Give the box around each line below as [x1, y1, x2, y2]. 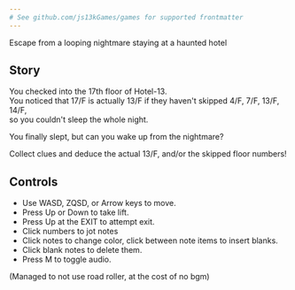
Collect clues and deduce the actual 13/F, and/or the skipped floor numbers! [9, 149, 287, 159]
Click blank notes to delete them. [21, 245, 143, 256]
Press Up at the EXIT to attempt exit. [21, 217, 155, 227]
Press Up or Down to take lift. [21, 207, 129, 217]
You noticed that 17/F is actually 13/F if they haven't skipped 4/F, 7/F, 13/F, [9, 95, 280, 106]
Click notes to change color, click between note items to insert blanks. [21, 235, 279, 246]
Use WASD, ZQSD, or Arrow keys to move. [21, 198, 177, 209]
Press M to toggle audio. [21, 254, 113, 265]
